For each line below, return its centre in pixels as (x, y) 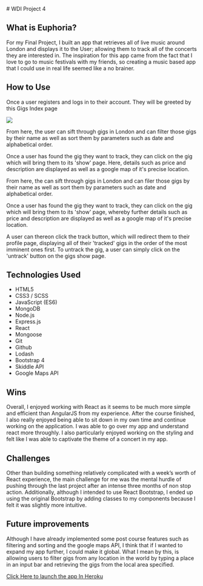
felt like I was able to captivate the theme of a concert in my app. (87, 439)
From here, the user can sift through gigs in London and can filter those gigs (101, 131)
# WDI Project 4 (26, 9)
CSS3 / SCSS (32, 296)
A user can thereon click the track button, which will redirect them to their (98, 237)
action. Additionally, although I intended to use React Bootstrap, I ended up (100, 492)
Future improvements (48, 524)
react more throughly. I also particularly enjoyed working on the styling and (100, 433)
